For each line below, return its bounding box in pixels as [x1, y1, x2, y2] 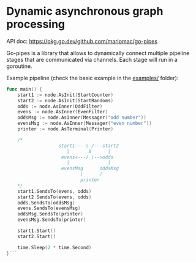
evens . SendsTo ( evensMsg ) [17, 205, 81, 212]
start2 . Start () [17, 233, 56, 239]
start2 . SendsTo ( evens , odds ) [17, 194, 92, 200]
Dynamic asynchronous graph [6, 4, 164, 18]
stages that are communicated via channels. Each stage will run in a [6, 56, 178, 63]
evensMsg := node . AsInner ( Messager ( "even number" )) [17, 121, 152, 127]
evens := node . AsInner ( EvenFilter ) [17, 109, 108, 115]
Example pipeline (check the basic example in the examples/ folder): [6, 74, 179, 81]
